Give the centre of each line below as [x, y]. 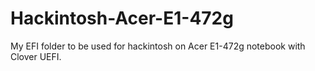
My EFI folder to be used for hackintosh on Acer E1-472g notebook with [158, 46]
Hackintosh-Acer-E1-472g [122, 18]
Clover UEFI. [36, 56]
